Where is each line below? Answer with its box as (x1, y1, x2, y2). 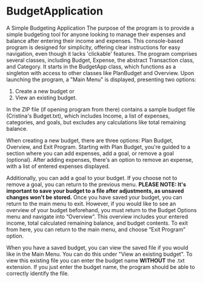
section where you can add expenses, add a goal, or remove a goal (6, 150, 175, 157)
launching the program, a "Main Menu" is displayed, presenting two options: (6, 76, 197, 83)
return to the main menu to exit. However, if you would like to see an (6, 200, 176, 207)
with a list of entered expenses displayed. (6, 162, 110, 170)
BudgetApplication (6, 4, 104, 18)
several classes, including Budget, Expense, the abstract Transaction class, (6, 56, 195, 64)
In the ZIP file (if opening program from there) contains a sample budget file (6, 105, 195, 113)
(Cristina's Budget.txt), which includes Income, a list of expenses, (6, 112, 170, 119)
